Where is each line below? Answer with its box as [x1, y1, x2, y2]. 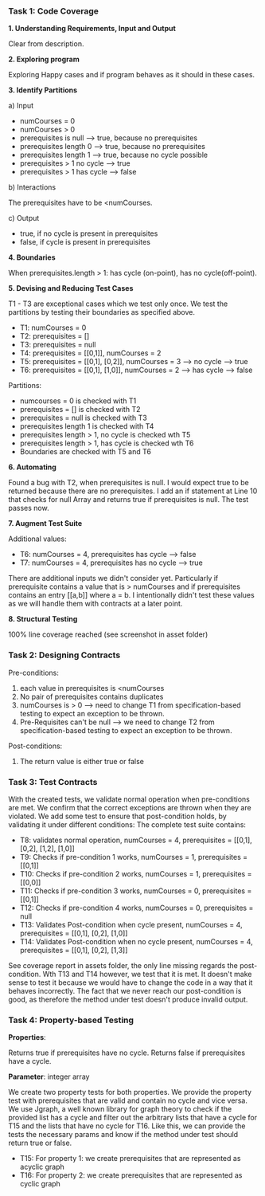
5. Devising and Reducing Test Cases [8, 284, 134, 293]
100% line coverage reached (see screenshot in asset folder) [8, 629, 208, 639]
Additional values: [8, 534, 67, 543]
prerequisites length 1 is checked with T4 [19, 422, 154, 431]
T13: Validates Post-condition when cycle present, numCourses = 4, [19, 920, 243, 929]
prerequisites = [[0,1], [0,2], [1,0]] [19, 928, 128, 938]
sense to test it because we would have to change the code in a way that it [8, 978, 253, 987]
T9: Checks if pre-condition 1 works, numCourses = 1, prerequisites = [19, 852, 248, 861]
